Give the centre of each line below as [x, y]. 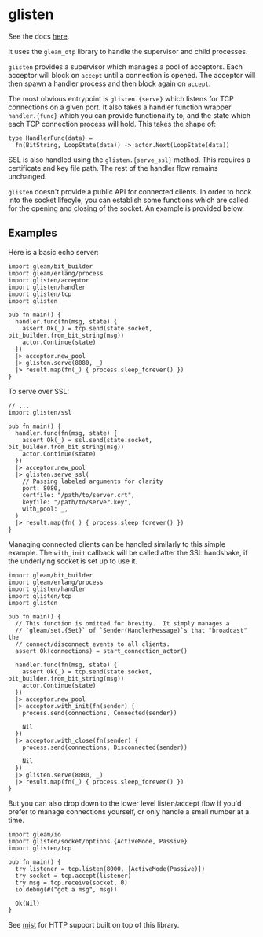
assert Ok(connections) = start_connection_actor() [102, 651]
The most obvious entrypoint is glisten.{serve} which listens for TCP [121, 98]
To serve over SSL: [39, 391]
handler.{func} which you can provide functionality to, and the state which [130, 115]
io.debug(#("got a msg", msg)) [66, 889]
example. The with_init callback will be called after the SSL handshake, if [128, 552]
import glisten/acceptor [49, 280]
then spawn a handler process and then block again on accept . [110, 83]
